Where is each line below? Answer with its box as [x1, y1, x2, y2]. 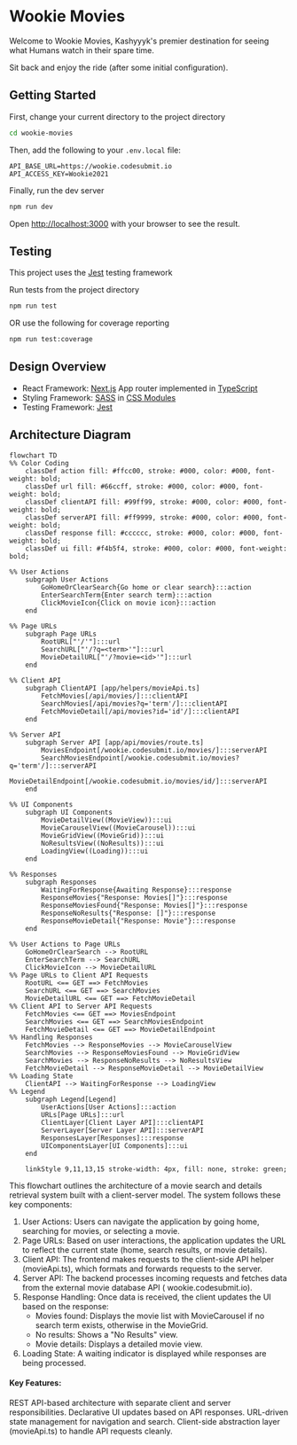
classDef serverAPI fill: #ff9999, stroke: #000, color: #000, [25, 512, 264, 522]
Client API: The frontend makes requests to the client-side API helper [21, 1254, 275, 1264]
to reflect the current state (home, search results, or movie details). [21, 1244, 268, 1255]
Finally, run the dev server [9, 184, 105, 196]
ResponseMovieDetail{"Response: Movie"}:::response [41, 916, 237, 926]
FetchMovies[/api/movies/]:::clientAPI [41, 691, 189, 700]
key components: [9, 1199, 73, 1209]
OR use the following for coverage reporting [9, 317, 170, 329]
